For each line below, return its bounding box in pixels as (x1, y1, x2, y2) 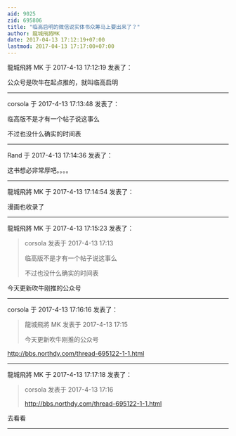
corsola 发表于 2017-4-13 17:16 (24, 385, 114, 394)
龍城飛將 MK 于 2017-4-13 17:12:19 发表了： (7, 63, 133, 71)
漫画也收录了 (7, 203, 44, 211)
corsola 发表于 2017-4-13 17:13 (24, 239, 114, 247)
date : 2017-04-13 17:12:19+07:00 (7, 37, 105, 44)
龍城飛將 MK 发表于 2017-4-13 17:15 (24, 321, 129, 328)
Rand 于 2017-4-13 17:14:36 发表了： (7, 151, 113, 159)
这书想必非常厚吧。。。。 (7, 166, 72, 174)
